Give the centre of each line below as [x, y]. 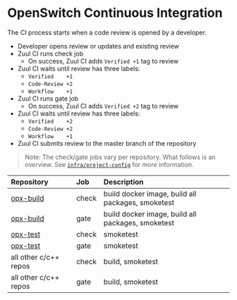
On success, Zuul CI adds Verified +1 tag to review [103, 61]
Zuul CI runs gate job [48, 98]
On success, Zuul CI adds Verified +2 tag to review [103, 106]
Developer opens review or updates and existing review [98, 46]
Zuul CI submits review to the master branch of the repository [107, 143]
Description [123, 182]
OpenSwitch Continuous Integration [115, 13]
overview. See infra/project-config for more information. [109, 164]
